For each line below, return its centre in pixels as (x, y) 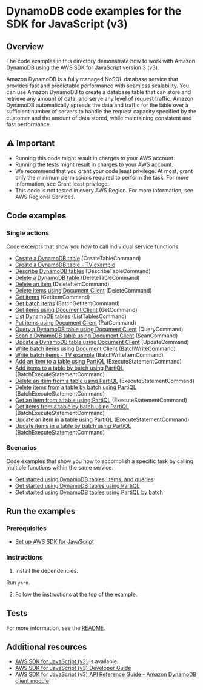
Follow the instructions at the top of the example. (76, 594)
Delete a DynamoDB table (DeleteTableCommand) (77, 277)
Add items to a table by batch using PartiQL (69, 368)
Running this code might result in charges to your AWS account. (95, 158)
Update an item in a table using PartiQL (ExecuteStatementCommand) (102, 419)
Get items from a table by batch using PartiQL (72, 406)
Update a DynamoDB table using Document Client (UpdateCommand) (102, 342)
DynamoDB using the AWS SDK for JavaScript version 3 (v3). (83, 67)
